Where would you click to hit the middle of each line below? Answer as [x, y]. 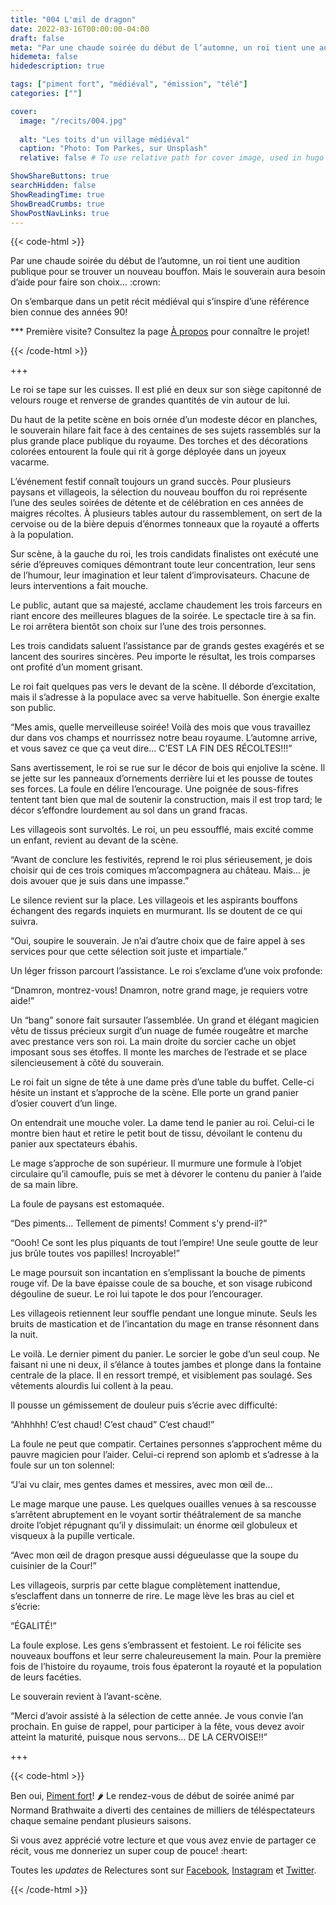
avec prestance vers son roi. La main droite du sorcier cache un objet [153, 1042]
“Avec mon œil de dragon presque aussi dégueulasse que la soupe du [154, 1555]
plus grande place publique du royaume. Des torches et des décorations [159, 441]
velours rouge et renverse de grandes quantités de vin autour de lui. [150, 400]
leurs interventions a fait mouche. [79, 586]
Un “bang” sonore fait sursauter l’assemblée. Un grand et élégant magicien [165, 1020]
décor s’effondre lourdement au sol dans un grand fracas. [129, 810]
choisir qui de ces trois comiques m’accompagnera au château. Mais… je [160, 870]
